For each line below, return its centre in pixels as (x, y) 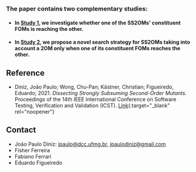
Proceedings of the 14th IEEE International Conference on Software (95, 99)
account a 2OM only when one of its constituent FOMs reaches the (97, 48)
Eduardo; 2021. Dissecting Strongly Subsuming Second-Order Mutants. (101, 93)
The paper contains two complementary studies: (77, 9)
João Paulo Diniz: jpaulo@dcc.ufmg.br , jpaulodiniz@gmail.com (90, 144)
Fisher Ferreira (32, 150)
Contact (21, 130)
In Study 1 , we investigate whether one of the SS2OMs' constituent (97, 23)
